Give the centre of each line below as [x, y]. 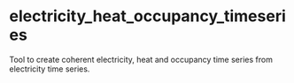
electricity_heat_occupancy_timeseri [147, 16]
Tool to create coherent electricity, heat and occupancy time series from [141, 59]
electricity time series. [50, 69]
